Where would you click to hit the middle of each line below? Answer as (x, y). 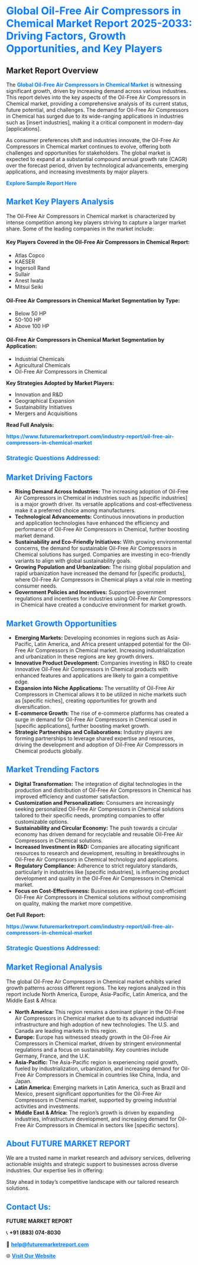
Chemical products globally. (49, 751)
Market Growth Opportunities (61, 623)
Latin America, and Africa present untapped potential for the (108, 644)
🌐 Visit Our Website (31, 1256)
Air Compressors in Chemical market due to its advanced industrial (96, 1018)
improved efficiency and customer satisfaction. (72, 796)
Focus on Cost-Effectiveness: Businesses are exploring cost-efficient (100, 891)
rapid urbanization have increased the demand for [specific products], (100, 573)
